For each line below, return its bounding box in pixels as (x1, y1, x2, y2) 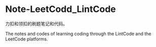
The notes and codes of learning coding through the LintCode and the (5, 30, 151, 36)
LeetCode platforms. (5, 36, 48, 42)
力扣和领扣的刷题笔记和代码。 (5, 20, 67, 26)
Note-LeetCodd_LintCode (5, 3, 116, 15)
